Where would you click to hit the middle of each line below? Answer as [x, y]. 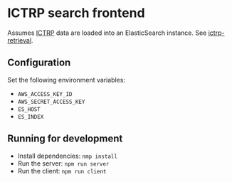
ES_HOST [29, 109]
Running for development [65, 139]
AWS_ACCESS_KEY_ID [45, 94]
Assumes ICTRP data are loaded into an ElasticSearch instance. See [107, 33]
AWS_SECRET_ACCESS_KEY [51, 102]
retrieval [20, 40]
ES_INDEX [31, 117]
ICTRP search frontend [76, 13]
